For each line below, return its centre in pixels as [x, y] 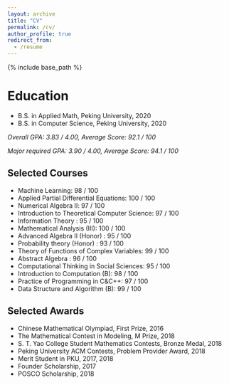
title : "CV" [25, 21]
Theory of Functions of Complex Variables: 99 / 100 [93, 250]
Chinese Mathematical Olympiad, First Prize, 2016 [91, 328]
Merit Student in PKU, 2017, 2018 [65, 358]
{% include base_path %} [45, 67]
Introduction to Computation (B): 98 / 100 [78, 273]
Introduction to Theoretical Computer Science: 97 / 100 [98, 213]
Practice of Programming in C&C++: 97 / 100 [83, 281]
